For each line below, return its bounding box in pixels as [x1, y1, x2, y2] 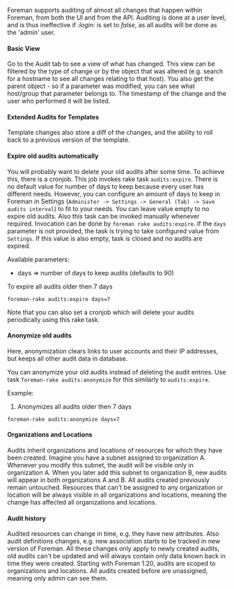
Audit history [7, 514, 47, 523]
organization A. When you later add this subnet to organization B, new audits [7, 468, 227, 477]
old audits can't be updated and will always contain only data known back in [7, 552, 226, 560]
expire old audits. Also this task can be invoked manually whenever [7, 212, 200, 220]
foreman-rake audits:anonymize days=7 [7, 416, 120, 423]
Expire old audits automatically [7, 152, 99, 160]
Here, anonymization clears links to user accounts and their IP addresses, [7, 347, 219, 355]
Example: [7, 388, 34, 397]
